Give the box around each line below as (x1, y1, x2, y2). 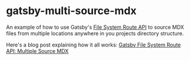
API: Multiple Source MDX (6, 47, 69, 54)
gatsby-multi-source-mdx (6, 4, 137, 18)
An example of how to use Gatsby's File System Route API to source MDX (6, 24, 184, 31)
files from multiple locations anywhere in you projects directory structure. (6, 29, 184, 36)
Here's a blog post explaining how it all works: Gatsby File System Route (6, 41, 181, 48)
